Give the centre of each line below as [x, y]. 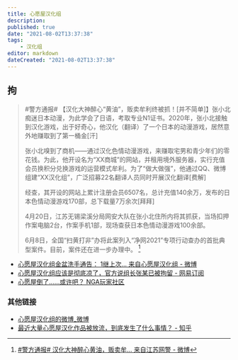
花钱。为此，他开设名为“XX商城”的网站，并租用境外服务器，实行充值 [125, 159]
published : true [31, 27]
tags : [15, 40]
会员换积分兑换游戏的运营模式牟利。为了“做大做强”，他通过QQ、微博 [125, 168]
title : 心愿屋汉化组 [34, 14]
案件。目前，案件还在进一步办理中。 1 [86, 249]
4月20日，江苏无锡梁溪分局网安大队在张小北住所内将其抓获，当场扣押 [127, 216]
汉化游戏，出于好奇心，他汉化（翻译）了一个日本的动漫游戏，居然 [127, 126]
